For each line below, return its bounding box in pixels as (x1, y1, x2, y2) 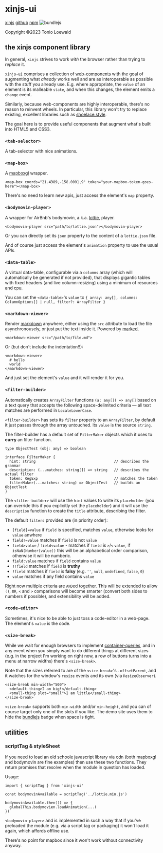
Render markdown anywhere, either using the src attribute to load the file (5, 321, 152, 327)
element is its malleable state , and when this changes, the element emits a (5, 86, 155, 92)
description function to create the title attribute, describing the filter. (5, 508, 146, 513)
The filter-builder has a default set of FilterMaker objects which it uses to (5, 431, 152, 437)
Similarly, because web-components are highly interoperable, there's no (5, 101, 150, 107)
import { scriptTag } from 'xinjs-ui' (5, 783, 84, 788)
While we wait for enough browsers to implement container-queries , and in (5, 642, 155, 648)
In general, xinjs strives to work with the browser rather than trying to (5, 56, 145, 62)
